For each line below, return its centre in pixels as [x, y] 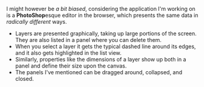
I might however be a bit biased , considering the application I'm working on [101, 9]
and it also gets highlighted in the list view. [68, 53]
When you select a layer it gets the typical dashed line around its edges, [105, 46]
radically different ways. [37, 22]
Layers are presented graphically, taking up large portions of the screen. [106, 33]
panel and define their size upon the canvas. [71, 66]
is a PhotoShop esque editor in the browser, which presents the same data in [102, 15]
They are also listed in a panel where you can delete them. [88, 40]
